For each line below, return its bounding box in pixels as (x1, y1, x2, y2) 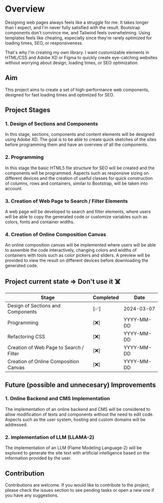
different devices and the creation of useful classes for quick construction (5, 175, 153, 181)
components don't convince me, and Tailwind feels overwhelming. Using (5, 30, 150, 35)
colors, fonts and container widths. (5, 219, 75, 225)
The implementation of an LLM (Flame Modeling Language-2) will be (5, 445, 142, 451)
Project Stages (5, 106, 51, 114)
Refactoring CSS (7, 333, 45, 340)
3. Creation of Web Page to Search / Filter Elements (5, 197, 128, 204)
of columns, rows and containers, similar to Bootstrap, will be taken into (5, 180, 148, 186)
